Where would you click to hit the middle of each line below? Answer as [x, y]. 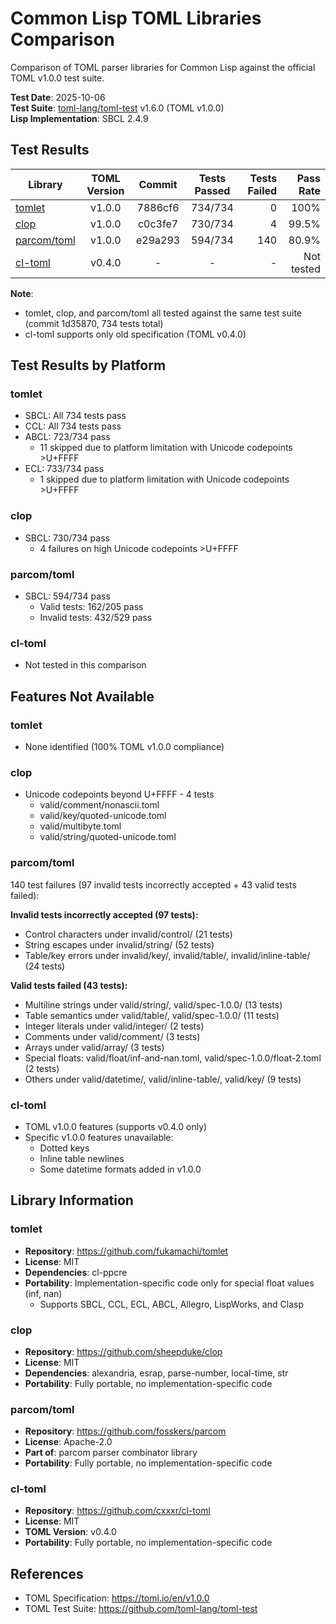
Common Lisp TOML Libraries [136, 18]
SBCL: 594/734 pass [67, 596]
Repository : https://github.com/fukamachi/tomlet [126, 1251]
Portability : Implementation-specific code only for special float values [169, 1283]
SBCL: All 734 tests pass [75, 416]
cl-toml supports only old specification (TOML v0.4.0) [135, 334]
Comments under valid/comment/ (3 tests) [112, 1036]
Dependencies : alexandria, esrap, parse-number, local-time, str [156, 1373]
